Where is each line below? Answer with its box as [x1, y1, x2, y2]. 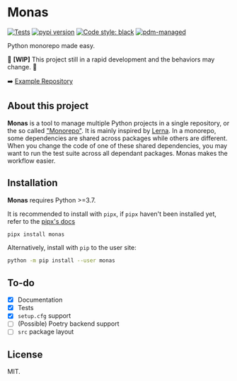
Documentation [17, 295, 63, 305]
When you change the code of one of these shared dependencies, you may [7, 141, 228, 149]
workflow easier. [7, 157, 56, 165]
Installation [7, 177, 58, 189]
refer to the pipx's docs [7, 217, 76, 225]
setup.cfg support [17, 312, 71, 320]
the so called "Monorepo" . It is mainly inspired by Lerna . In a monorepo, [7, 126, 216, 135]
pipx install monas [7, 231, 65, 238]
